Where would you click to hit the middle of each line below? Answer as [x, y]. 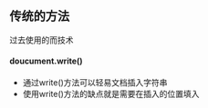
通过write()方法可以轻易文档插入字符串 [95, 83]
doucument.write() [47, 61]
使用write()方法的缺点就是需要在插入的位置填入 [111, 94]
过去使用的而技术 [42, 40]
